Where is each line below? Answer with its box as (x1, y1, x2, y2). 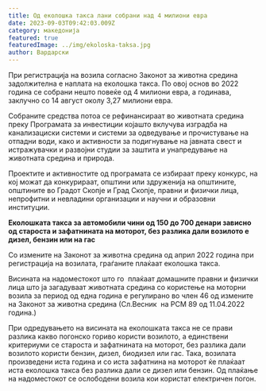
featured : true (8, 33, 59, 42)
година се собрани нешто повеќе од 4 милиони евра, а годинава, (8, 87, 232, 96)
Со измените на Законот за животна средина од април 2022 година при (8, 250, 254, 259)
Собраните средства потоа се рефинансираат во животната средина (8, 111, 245, 120)
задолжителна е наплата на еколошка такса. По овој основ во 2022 (8, 79, 239, 88)
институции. (8, 203, 50, 211)
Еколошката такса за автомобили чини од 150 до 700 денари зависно (8, 218, 252, 227)
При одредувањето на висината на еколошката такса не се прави (8, 323, 233, 332)
